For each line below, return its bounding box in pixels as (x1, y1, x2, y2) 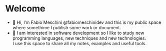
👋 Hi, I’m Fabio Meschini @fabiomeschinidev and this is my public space (12, 19, 161, 25)
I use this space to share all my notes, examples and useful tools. (12, 40, 146, 46)
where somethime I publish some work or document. (12, 24, 121, 30)
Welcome (5, 3, 45, 14)
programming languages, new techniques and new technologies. (12, 35, 146, 41)
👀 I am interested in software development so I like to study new (12, 30, 144, 36)
